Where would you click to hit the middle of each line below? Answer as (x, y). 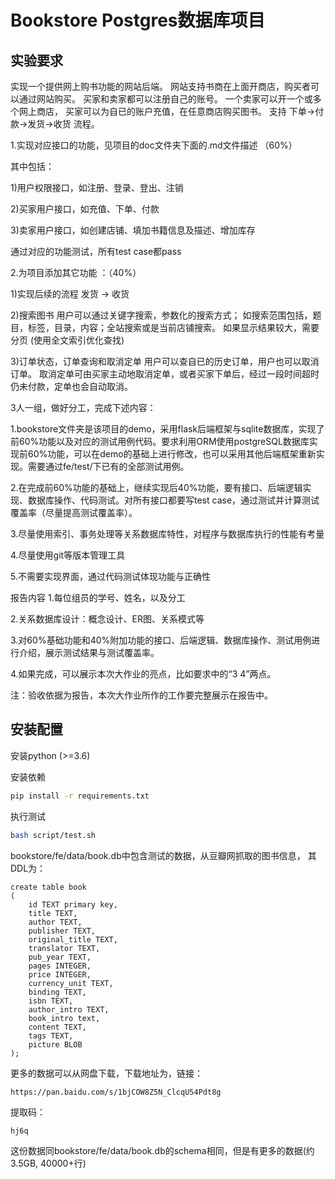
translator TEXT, (64, 948)
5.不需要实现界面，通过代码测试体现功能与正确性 (110, 576)
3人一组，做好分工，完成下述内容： (83, 407)
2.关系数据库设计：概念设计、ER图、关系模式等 (107, 619)
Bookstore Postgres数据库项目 (138, 20)
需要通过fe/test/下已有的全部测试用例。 (108, 466)
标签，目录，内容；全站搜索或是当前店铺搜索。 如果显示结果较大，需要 (173, 327)
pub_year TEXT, (60, 957)
